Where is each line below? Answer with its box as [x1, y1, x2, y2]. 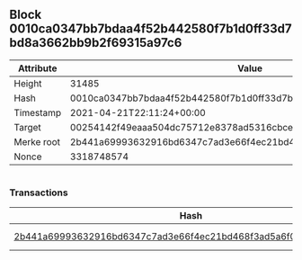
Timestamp [13, 106, 62, 119]
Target [13, 121, 42, 133]
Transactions [9, 186, 69, 199]
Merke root [13, 135, 61, 148]
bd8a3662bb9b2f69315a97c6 [9, 35, 182, 50]
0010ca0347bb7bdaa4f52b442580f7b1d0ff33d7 [9, 22, 292, 37]
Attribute [17, 62, 58, 75]
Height [13, 76, 42, 89]
